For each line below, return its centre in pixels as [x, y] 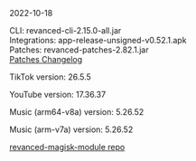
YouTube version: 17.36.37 [58, 95]
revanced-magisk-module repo [67, 147]
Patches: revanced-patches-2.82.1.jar [79, 50]
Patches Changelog [46, 59]
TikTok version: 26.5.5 [51, 77]
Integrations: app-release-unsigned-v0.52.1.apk [98, 40]
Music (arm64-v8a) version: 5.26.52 [77, 112]
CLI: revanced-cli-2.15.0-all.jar [65, 30]
